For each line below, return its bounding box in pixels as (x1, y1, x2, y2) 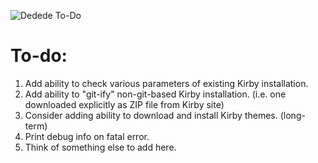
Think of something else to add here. (24, 141, 177, 153)
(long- (279, 109, 306, 121)
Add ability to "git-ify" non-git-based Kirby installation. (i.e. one (24, 88, 287, 100)
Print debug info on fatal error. (24, 130, 150, 142)
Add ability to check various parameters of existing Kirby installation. (24, 77, 309, 89)
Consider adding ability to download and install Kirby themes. (24, 109, 278, 121)
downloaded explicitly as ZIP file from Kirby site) (24, 98, 225, 110)
